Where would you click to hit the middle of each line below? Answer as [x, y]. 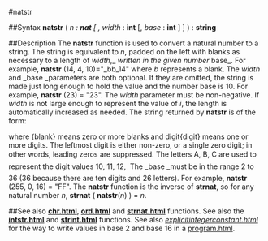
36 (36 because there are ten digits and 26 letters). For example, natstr [128, 178]
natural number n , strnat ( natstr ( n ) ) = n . [78, 195]
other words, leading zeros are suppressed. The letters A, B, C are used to [133, 154]
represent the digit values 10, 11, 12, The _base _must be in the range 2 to [131, 166]
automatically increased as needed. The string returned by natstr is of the [132, 112]
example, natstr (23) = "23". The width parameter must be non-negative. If [134, 95]
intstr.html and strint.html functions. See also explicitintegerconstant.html [133, 219]
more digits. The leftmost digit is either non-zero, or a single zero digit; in [130, 145]
